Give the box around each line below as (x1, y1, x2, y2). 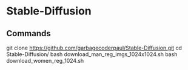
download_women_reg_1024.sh (6, 57, 84, 64)
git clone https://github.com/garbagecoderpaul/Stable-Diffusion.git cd (6, 44, 182, 51)
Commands (6, 28, 52, 39)
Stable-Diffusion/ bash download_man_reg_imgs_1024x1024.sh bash (6, 51, 178, 58)
